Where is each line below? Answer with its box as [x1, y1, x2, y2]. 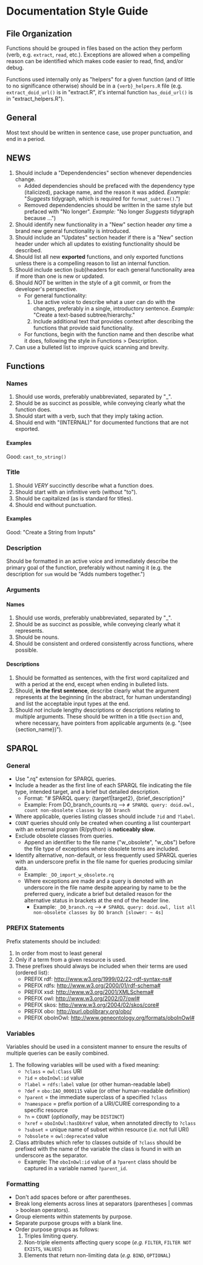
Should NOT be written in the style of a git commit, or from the [15, 278, 171, 286]
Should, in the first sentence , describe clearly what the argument [15, 687, 179, 694]
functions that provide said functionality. [33, 324, 135, 331]
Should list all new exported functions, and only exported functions [15, 253, 184, 260]
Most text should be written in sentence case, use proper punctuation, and [6, 129, 193, 136]
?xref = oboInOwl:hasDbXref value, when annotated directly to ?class [24, 1119, 196, 1126]
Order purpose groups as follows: [15, 1226, 99, 1233]
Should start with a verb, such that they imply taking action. [15, 412, 164, 420]
